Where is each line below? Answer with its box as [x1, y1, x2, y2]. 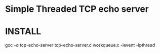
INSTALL [5, 26, 41, 37]
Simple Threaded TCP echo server [5, 3, 149, 15]
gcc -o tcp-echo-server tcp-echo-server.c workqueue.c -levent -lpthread [5, 42, 156, 48]
